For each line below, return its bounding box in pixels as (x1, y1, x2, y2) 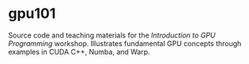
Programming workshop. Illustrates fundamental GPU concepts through (8, 38, 242, 48)
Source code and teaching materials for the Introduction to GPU (8, 30, 216, 40)
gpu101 (8, 5, 56, 23)
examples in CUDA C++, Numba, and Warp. (8, 47, 150, 56)
